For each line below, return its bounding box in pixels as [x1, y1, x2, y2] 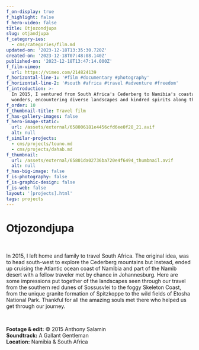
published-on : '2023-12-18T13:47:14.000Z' [6, 58, 113, 64]
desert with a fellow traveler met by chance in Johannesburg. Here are [6, 271, 178, 278]
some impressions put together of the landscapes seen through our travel [6, 278, 186, 285]
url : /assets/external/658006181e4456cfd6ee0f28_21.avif [11, 124, 155, 130]
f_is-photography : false [6, 174, 68, 180]
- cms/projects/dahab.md [11, 146, 73, 152]
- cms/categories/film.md [11, 42, 76, 48]
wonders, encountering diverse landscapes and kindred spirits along [11, 97, 187, 102]
